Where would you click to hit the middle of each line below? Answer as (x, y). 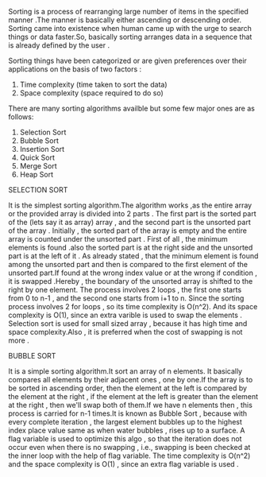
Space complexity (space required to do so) (92, 93)
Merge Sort (38, 166)
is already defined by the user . (59, 45)
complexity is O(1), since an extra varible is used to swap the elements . (125, 315)
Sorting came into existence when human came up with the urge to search (130, 28)
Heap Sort (37, 175)
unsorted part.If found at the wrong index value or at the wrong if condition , (133, 273)
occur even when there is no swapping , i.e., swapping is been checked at (129, 447)
